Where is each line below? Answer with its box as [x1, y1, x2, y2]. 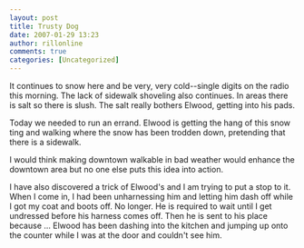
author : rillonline [9, 38, 83, 48]
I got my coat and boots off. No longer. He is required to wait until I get [9, 201, 272, 212]
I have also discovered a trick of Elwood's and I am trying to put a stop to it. [9, 182, 291, 192]
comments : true [9, 47, 67, 56]
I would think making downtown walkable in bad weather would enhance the [9, 154, 295, 164]
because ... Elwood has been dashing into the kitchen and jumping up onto [9, 220, 289, 231]
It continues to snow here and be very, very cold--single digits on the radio [9, 81, 289, 91]
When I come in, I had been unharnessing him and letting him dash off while [9, 192, 293, 202]
